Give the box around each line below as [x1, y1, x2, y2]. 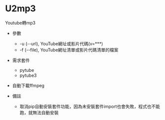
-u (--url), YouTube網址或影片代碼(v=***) [19, 40, 103, 47]
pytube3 [19, 72, 37, 78]
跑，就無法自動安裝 [19, 109, 59, 116]
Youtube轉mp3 [5, 20, 36, 26]
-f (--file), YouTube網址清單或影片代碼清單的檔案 [19, 47, 119, 53]
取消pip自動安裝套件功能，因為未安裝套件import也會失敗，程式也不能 [19, 103, 160, 109]
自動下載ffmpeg [12, 82, 45, 89]
